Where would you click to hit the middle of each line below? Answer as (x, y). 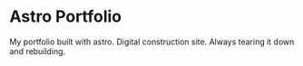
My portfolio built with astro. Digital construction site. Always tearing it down (152, 42)
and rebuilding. (38, 51)
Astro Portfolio (66, 17)
